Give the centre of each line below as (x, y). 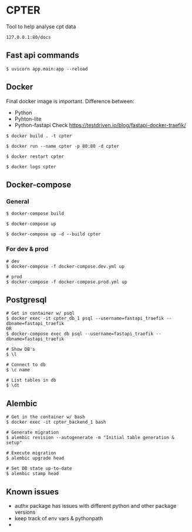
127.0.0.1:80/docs (28, 37)
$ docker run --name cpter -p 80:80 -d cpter (63, 146)
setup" (14, 443)
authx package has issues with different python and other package (95, 506)
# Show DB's (21, 350)
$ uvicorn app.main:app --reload (47, 69)
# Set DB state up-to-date (39, 468)
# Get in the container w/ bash (46, 417)
